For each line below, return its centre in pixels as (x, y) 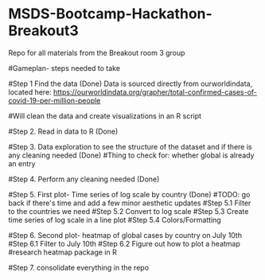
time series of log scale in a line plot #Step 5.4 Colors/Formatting (115, 220)
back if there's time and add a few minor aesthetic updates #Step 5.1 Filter (130, 203)
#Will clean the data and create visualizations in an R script (105, 115)
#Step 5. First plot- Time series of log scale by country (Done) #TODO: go (129, 194)
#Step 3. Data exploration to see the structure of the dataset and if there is (130, 146)
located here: (30, 91)
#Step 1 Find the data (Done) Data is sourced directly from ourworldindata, (131, 84)
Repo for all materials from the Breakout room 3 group (97, 52)
